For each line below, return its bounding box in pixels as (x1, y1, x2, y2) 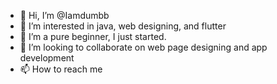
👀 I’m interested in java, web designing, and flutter (19, 20, 227, 32)
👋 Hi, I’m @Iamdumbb (19, 10, 110, 21)
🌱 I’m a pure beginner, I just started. (19, 31, 167, 42)
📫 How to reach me (19, 63, 103, 75)
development (19, 52, 75, 64)
